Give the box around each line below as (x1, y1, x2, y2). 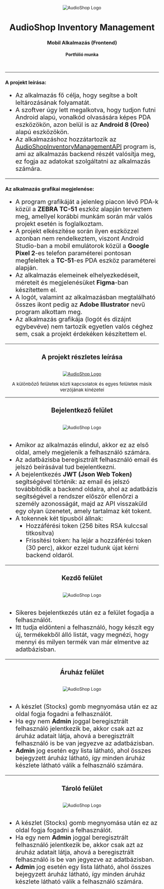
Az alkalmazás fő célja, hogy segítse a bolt (15, 92, 138, 99)
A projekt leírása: (5, 79, 46, 86)
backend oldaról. (26, 551, 74, 559)
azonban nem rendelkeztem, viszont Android (15, 234, 144, 243)
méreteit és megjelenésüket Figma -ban (15, 279, 128, 287)
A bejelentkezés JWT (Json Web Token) (15, 470, 132, 478)
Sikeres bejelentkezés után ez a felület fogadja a (15, 608, 154, 616)
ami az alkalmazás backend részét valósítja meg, (15, 150, 156, 158)
